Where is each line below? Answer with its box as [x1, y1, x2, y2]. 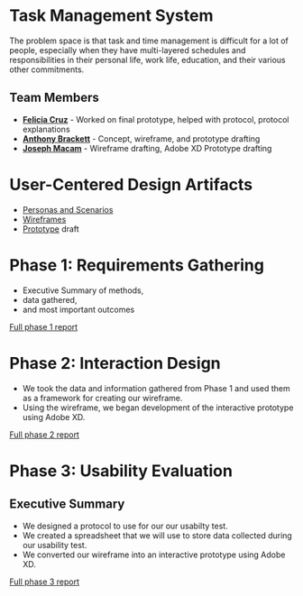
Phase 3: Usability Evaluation [9, 461, 233, 481]
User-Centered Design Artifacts [9, 174, 253, 195]
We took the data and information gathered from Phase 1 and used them [22, 382, 290, 393]
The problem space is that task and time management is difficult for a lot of [9, 35, 289, 46]
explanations [22, 124, 70, 134]
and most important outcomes [22, 304, 135, 315]
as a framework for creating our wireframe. [22, 392, 183, 403]
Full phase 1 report [9, 321, 78, 332]
